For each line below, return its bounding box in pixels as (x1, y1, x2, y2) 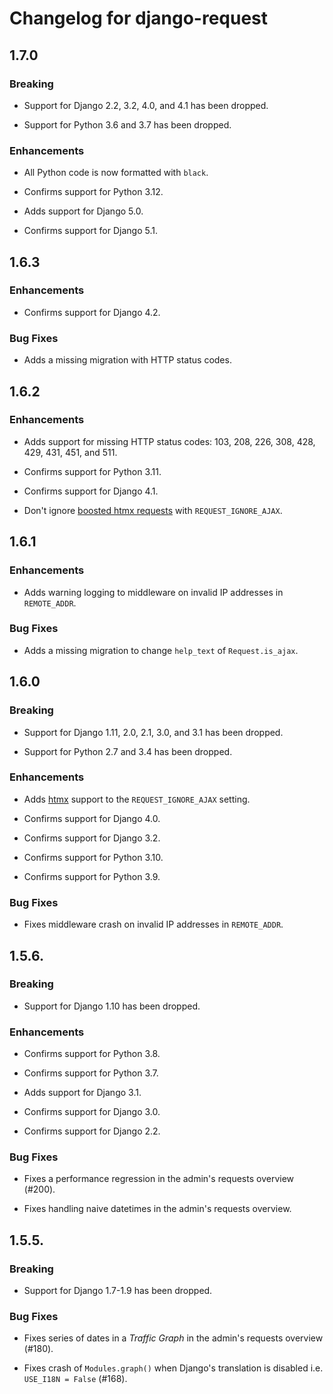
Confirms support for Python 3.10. (23, 851, 164, 863)
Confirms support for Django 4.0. (23, 812, 161, 824)
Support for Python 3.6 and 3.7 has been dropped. (23, 118, 232, 131)
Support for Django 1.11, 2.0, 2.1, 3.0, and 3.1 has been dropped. (23, 726, 284, 738)
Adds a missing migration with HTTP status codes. (23, 354, 232, 366)
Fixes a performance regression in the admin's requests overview (23, 1173, 295, 1185)
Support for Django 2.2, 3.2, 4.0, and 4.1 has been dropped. (23, 99, 269, 111)
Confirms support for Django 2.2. (23, 1125, 161, 1137)
